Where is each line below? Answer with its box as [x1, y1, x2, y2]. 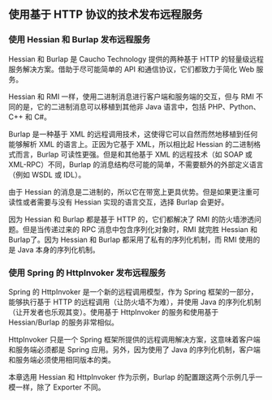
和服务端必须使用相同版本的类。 [8, 355, 115, 364]
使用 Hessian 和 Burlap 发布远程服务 [8, 34, 151, 45]
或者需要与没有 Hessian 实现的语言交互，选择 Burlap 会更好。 [22, 197, 229, 207]
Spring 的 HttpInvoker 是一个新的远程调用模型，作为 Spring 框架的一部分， [8, 286, 258, 296]
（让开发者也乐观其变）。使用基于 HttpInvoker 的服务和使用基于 [8, 307, 219, 316]
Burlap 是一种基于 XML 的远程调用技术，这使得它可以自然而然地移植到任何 [8, 129, 258, 139]
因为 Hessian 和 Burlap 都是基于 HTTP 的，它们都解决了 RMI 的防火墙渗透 [8, 214, 254, 224]
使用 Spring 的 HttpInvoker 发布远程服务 [8, 267, 166, 278]
